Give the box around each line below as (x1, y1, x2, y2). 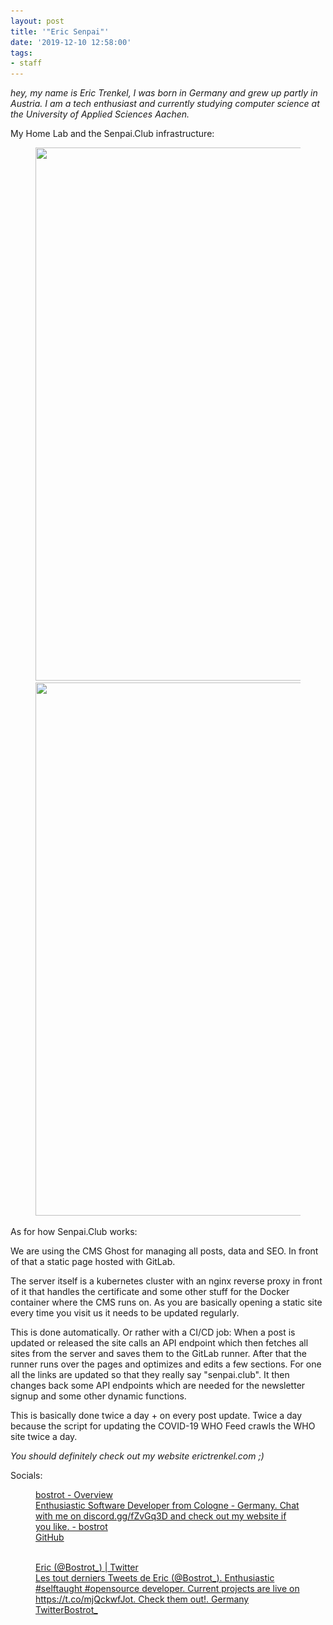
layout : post (10, 16, 65, 26)
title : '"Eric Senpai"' (10, 26, 110, 37)
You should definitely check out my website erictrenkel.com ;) (10, 1450, 265, 1462)
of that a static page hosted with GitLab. (10, 1256, 176, 1268)
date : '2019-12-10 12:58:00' (10, 37, 132, 47)
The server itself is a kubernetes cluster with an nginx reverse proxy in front (10, 1275, 323, 1287)
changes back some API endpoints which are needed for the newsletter (10, 1380, 306, 1392)
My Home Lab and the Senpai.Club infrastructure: (10, 128, 215, 140)
